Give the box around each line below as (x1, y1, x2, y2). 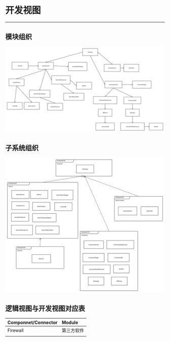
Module (61, 319, 78, 325)
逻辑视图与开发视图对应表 (5, 304, 85, 313)
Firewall (7, 327, 24, 333)
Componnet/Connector (7, 319, 58, 325)
